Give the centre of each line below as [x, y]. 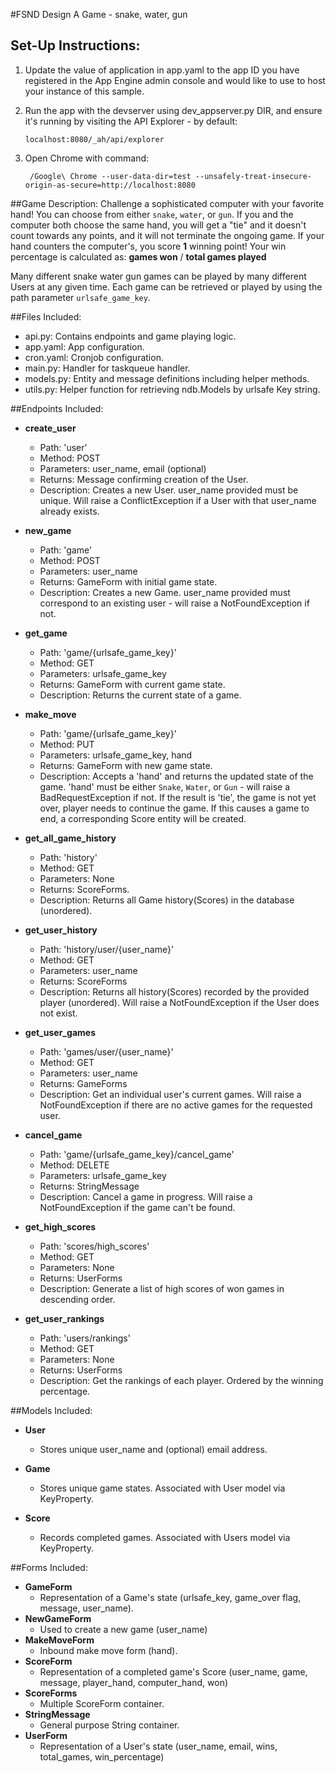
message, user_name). [86, 1608]
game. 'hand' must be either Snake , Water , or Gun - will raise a [165, 786]
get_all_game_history [70, 838]
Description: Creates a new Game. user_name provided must [165, 592]
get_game [46, 633]
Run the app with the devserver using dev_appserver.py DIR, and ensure [173, 110]
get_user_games [60, 1032]
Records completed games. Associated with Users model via [165, 1537]
